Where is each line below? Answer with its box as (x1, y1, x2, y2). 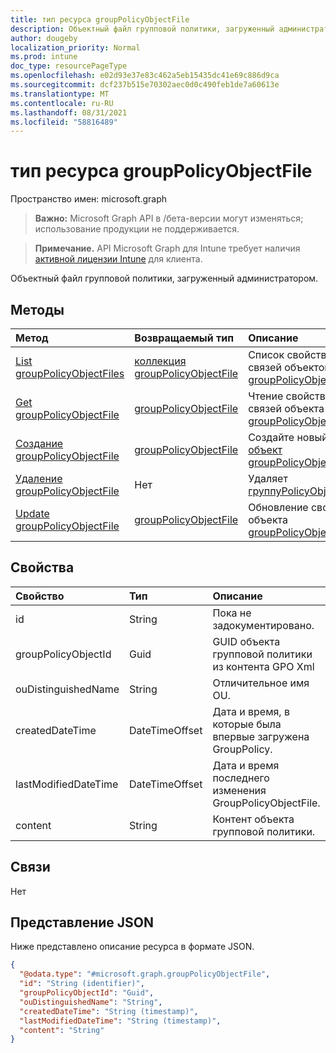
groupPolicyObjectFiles (15, 367, 125, 380)
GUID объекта (212, 634, 281, 648)
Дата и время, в (212, 704, 290, 718)
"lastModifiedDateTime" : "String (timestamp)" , (19, 1016, 222, 1026)
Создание (15, 437, 64, 450)
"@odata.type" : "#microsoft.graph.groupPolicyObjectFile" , (19, 969, 271, 980)
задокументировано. (212, 618, 315, 632)
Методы (10, 301, 65, 318)
